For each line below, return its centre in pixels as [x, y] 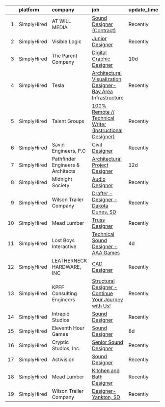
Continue [102, 293]
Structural [103, 281]
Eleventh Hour [68, 328]
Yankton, [102, 397]
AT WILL [61, 21]
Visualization [107, 79]
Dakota [100, 206]
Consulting [64, 293]
